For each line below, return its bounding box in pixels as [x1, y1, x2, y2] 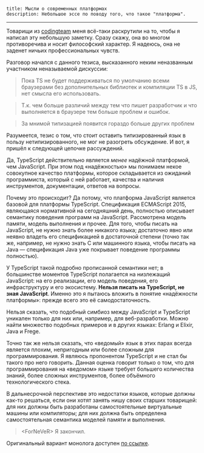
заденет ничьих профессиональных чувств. [6, 47, 120, 54]
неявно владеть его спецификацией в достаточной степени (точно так [6, 233, 189, 240]
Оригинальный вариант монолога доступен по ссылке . [6, 440, 150, 447]
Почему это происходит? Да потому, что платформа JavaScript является [6, 194, 195, 201]
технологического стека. [6, 378, 71, 385]
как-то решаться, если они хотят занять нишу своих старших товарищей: [6, 396, 197, 404]
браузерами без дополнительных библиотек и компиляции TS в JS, [21, 83, 197, 91]
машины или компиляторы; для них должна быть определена [6, 410, 167, 416]
